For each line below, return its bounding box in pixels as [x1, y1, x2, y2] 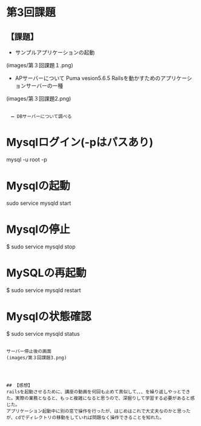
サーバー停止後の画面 [6, 348, 51, 354]
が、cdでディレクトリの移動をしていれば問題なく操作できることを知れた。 [6, 414, 165, 421]
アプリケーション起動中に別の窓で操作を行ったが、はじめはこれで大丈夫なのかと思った [6, 408, 191, 414]
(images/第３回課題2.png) [6, 95, 71, 102]
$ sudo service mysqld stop [6, 243, 76, 250]
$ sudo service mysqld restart [6, 286, 81, 294]
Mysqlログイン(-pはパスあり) [6, 136, 154, 149]
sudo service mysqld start [6, 199, 71, 207]
